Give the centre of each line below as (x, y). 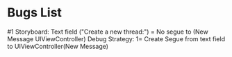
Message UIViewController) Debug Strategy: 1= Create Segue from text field (116, 38)
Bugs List (35, 13)
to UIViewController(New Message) (58, 46)
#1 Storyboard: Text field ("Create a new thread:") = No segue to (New (108, 32)
